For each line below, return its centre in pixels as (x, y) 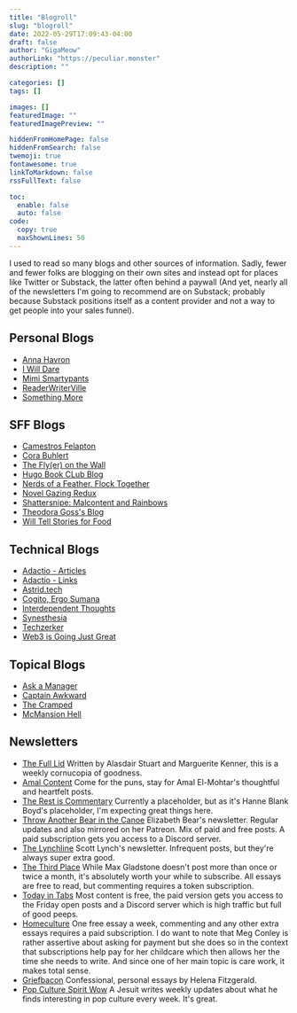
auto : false (39, 214)
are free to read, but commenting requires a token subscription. (138, 885)
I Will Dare (41, 369)
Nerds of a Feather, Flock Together (86, 484)
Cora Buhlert (45, 456)
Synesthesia (45, 618)
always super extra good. (68, 857)
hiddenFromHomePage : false (59, 140)
